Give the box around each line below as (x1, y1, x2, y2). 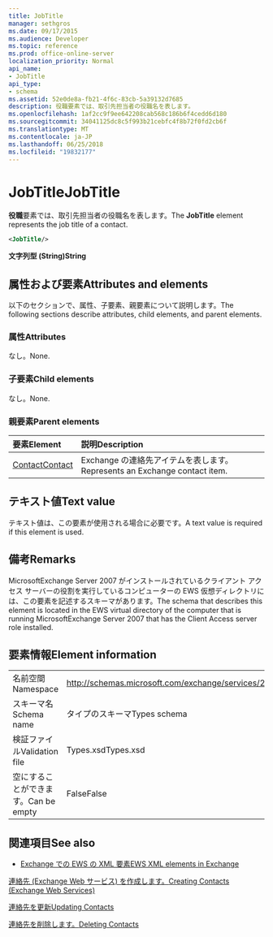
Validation (20, 746, 58, 758)
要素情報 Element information (8, 647, 157, 662)
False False (66, 788, 107, 800)
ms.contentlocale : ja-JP (8, 132, 93, 140)
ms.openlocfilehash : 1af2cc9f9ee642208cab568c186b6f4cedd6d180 (8, 110, 227, 119)
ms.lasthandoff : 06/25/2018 (8, 140, 104, 149)
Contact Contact (12, 459, 73, 470)
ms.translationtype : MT (8, 125, 89, 133)
